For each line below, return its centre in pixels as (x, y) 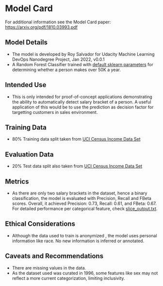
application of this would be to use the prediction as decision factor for (83, 107)
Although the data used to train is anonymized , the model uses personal (84, 235)
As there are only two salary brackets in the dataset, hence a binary (80, 193)
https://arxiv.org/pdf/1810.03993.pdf (41, 27)
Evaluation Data (29, 154)
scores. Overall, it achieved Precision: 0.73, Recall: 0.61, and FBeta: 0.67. (84, 203)
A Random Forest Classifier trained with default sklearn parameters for (83, 64)
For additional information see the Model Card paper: (58, 22)
